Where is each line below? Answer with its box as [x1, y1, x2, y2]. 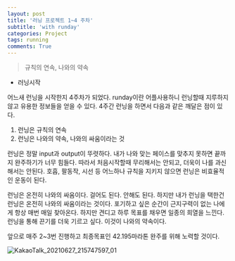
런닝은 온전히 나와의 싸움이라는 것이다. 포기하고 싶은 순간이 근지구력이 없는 [7, 200, 212, 208]
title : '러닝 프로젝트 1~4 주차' [7, 17, 94, 24]
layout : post [7, 10, 46, 18]
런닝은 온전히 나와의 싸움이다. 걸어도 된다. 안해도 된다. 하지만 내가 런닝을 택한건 [7, 191, 225, 199]
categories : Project [7, 30, 68, 37]
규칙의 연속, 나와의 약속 [24, 63, 89, 71]
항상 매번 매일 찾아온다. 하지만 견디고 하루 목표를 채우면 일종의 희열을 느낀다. [14, 208, 225, 217]
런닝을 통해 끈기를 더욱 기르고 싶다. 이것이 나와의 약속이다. [7, 217, 167, 225]
